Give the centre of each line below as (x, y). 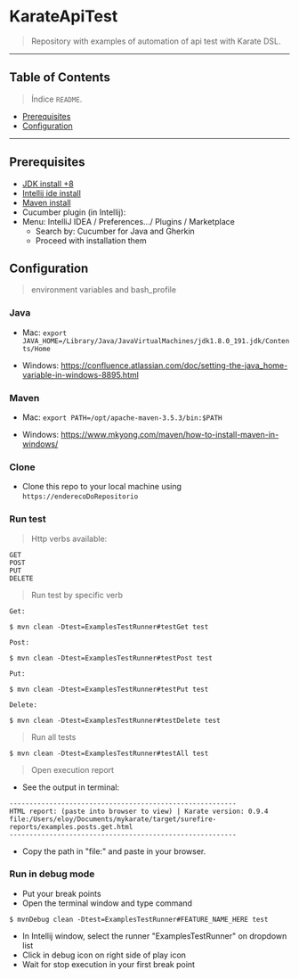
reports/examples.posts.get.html (71, 826)
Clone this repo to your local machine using (102, 487)
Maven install (46, 202)
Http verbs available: (69, 538)
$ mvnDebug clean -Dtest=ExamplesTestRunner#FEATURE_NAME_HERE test (139, 919)
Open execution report (72, 769)
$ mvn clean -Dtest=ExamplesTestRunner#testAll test (109, 753)
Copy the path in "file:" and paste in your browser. (114, 851)
